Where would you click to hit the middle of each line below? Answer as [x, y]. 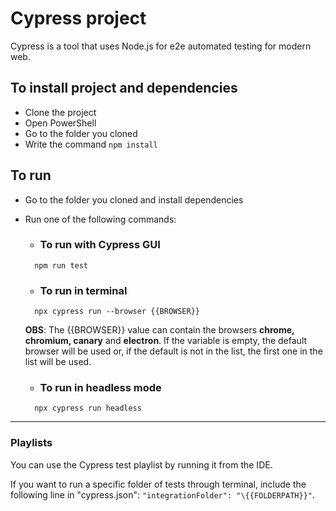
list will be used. [58, 362]
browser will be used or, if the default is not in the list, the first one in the [173, 351]
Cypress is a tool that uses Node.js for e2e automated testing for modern [161, 46]
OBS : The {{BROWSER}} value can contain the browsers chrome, [159, 330]
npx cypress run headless [88, 408]
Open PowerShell [60, 123]
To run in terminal [83, 290]
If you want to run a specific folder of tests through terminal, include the [158, 484]
